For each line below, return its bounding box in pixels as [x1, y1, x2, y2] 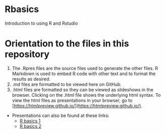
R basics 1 [19, 117, 41, 124]
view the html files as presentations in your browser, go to [12, 97, 133, 103]
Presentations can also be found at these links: [12, 112, 109, 118]
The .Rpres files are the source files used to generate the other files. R [12, 65, 158, 71]
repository [5, 49, 50, 60]
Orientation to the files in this [5, 38, 129, 49]
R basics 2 [19, 123, 41, 129]
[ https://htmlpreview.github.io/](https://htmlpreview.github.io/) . [12, 102, 142, 109]
